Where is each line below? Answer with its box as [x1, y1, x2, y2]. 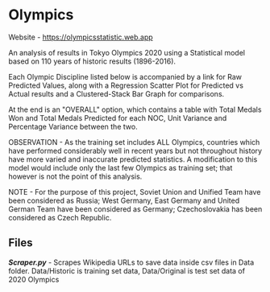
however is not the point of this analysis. [8, 171, 143, 181]
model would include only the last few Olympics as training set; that [8, 162, 233, 172]
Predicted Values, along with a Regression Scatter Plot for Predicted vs [8, 80, 244, 90]
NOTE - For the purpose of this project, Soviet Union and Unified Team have [8, 187, 261, 196]
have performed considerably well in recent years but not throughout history [8, 146, 263, 155]
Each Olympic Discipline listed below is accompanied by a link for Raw [8, 72, 242, 81]
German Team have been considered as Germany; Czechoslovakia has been [8, 204, 263, 214]
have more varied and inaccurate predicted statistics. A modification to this [8, 154, 258, 164]
